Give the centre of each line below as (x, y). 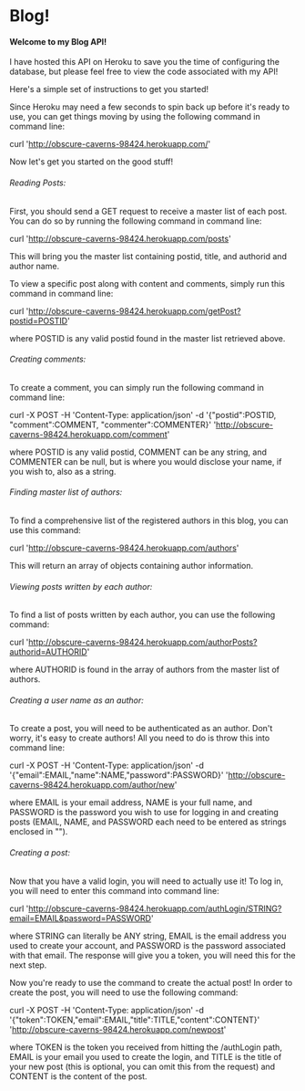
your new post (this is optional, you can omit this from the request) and (142, 1066)
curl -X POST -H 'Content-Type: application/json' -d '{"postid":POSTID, (143, 414)
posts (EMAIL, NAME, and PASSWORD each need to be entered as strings (148, 822)
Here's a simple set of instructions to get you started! (109, 89)
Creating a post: (40, 853)
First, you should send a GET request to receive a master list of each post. (148, 211)
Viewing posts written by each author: (81, 586)
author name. (35, 266)
